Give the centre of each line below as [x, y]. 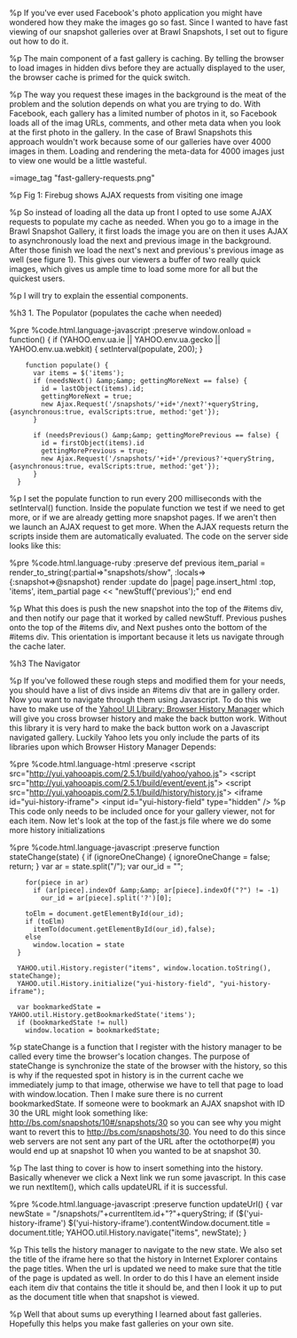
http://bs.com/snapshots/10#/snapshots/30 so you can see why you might [145, 1122]
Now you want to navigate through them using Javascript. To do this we [141, 700]
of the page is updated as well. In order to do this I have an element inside [144, 1278]
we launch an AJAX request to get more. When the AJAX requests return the [149, 527]
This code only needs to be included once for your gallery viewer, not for [142, 811]
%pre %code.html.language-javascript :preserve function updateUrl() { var [146, 1204]
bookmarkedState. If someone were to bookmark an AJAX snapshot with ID [147, 1103]
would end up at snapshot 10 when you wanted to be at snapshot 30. [135, 1151]
